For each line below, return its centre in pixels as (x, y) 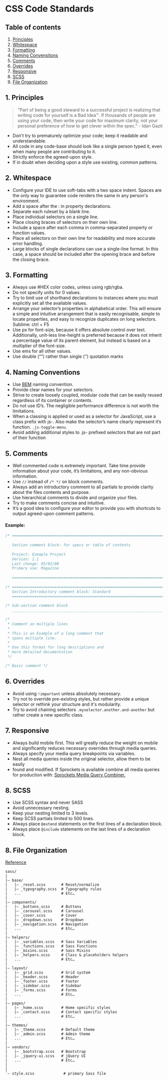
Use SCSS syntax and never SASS (48, 802)
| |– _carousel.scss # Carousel (44, 911)
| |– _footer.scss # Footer (42, 982)
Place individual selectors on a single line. (55, 217)
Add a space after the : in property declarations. (62, 206)
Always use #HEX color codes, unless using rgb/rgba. (68, 287)
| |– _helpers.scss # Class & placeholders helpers (67, 955)
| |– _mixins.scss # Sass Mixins (48, 951)
